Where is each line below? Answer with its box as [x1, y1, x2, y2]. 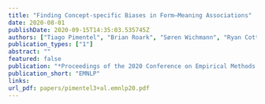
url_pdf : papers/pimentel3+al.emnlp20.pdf [8, 84, 150, 92]
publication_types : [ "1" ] [8, 41, 93, 48]
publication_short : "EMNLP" [8, 70, 101, 77]
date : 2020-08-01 [8, 19, 65, 27]
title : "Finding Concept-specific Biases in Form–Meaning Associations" [8, 11, 252, 20]
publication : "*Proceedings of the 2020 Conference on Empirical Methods [8, 63, 256, 70]
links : [8, 77, 30, 84]
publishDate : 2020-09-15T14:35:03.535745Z [8, 26, 150, 34]
